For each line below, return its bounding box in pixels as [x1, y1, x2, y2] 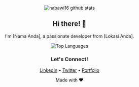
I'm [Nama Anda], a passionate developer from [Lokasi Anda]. [5, 33, 134, 39]
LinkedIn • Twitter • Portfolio [39, 67, 100, 73]
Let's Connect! [51, 55, 88, 63]
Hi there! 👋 [52, 19, 87, 28]
